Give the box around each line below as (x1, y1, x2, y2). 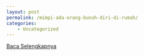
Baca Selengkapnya (6, 43, 57, 50)
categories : (6, 20, 37, 26)
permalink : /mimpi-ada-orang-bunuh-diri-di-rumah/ (6, 15, 138, 21)
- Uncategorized (17, 26, 59, 32)
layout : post (6, 9, 40, 15)
